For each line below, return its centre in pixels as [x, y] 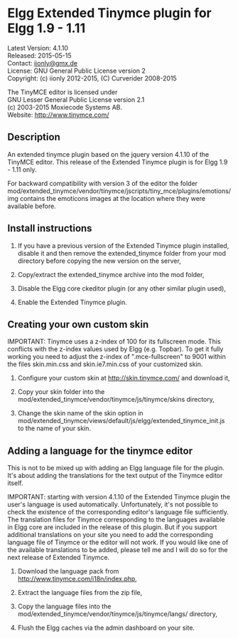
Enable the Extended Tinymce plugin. [72, 302]
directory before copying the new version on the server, [99, 261]
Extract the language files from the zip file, [80, 593]
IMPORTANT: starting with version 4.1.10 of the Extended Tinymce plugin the [119, 497]
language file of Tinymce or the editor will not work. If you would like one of [118, 542]
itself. [15, 483]
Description [34, 137]
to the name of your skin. [54, 428]
